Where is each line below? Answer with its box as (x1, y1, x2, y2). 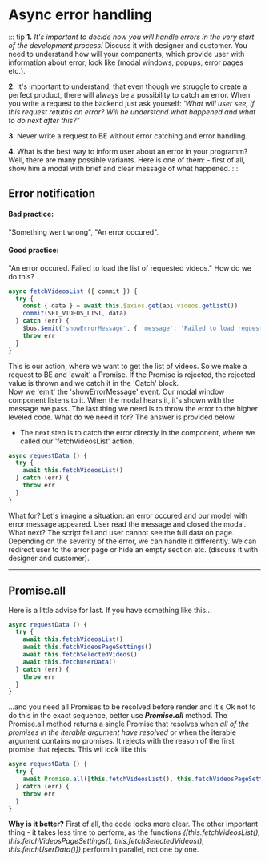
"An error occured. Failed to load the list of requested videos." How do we (8, 263, 252, 273)
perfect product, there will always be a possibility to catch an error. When (8, 90, 251, 99)
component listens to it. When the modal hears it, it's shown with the (8, 395, 235, 405)
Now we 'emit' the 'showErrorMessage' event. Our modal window (8, 387, 225, 396)
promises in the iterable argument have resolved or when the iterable (8, 728, 236, 737)
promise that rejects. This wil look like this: (8, 744, 148, 754)
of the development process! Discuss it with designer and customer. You (8, 40, 247, 50)
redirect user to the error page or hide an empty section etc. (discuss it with (8, 544, 259, 554)
